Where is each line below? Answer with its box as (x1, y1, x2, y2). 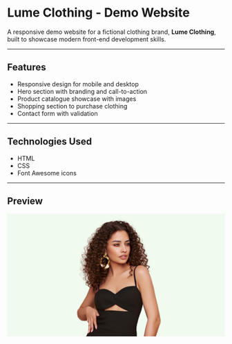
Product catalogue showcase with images (17, 95, 137, 103)
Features (7, 61, 46, 73)
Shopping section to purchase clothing (17, 102, 128, 110)
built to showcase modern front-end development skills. (7, 35, 166, 43)
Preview (7, 195, 43, 207)
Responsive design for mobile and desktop (17, 79, 139, 88)
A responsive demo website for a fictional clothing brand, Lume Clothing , (7, 28, 216, 36)
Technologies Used (7, 136, 92, 148)
